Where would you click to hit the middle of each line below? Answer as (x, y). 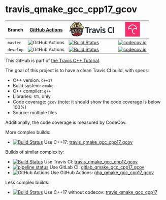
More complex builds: (28, 132)
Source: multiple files (35, 113)
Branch (15, 30)
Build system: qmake (33, 86)
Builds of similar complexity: (35, 152)
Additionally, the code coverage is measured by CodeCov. (66, 122)
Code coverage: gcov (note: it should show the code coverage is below (87, 102)
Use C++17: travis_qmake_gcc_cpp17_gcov (88, 142)
